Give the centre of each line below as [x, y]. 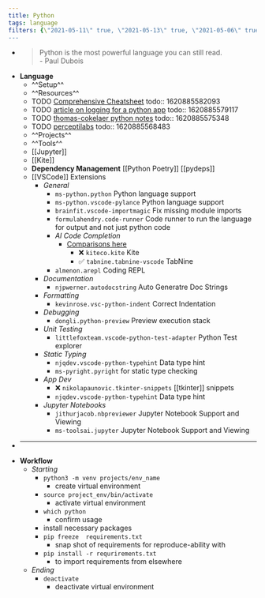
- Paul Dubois [62, 61]
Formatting [61, 295]
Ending [43, 570]
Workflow [36, 461]
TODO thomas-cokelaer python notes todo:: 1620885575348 [130, 118]
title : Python [32, 15]
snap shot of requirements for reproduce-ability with [140, 545]
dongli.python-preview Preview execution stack [132, 321]
